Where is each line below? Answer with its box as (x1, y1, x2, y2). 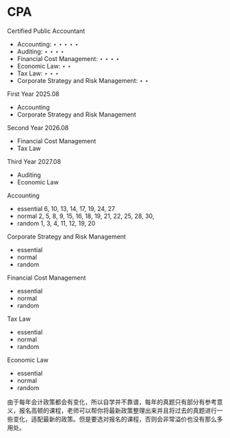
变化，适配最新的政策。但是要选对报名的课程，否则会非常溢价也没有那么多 (12, 415, 223, 423)
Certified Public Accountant (7, 27, 86, 35)
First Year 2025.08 (7, 90, 60, 98)
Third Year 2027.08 (7, 157, 62, 165)
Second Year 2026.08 (7, 123, 69, 132)
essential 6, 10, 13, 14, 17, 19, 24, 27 (16, 204, 116, 212)
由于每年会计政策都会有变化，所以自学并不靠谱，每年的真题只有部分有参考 (7, 398, 217, 406)
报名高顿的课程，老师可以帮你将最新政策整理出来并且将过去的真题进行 (18, 406, 217, 415)
